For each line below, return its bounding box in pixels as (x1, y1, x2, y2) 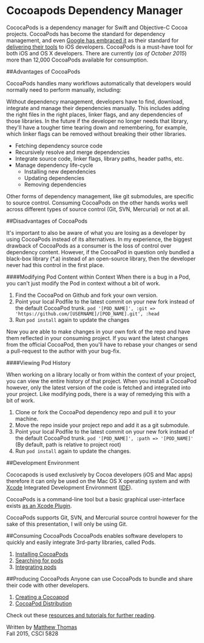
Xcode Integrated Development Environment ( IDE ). (6, 484, 133, 491)
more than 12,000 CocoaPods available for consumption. (6, 56, 149, 63)
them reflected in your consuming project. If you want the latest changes (6, 334, 188, 341)
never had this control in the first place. (6, 261, 104, 268)
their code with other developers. (6, 582, 90, 589)
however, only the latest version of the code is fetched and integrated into (6, 384, 191, 391)
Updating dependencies (24, 174, 85, 181)
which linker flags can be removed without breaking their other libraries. (6, 130, 186, 137)
